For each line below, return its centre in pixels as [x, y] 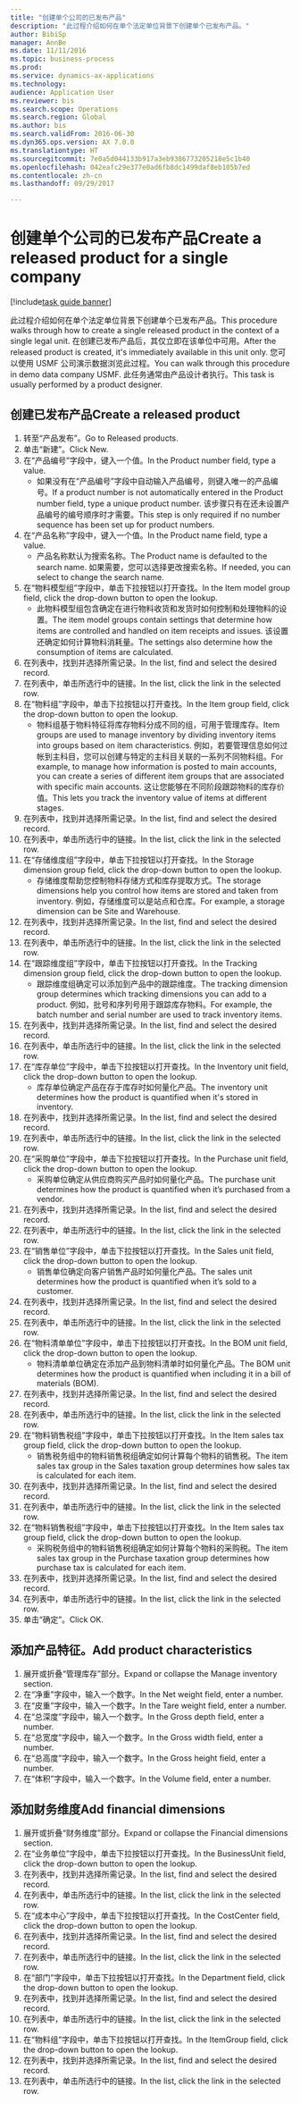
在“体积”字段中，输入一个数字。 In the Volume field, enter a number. [147, 1779]
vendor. [50, 1199]
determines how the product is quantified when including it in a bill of [163, 1374]
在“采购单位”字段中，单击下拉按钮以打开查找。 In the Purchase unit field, [156, 1158]
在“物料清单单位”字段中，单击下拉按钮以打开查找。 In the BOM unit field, [155, 1342]
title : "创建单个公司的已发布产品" [68, 17]
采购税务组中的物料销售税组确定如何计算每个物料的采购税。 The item [162, 1548]
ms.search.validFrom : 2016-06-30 [72, 134]
